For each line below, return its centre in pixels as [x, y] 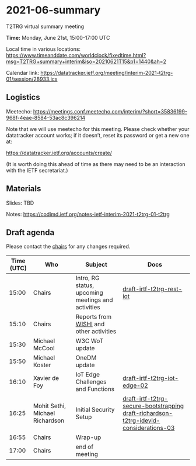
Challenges [91, 382]
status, [85, 285]
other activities [96, 332]
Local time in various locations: [43, 49]
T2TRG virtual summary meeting [45, 26]
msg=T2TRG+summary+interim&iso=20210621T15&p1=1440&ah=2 [86, 61]
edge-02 [135, 385]
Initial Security [95, 410]
